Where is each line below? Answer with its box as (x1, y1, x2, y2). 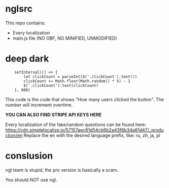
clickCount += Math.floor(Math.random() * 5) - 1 (23, 78, 130, 84)
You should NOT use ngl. (5, 176, 57, 183)
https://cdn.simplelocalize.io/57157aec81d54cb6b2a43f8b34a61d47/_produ (5, 127, 164, 133)
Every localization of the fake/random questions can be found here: (5, 121, 146, 128)
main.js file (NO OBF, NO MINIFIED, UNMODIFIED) (12, 35, 117, 41)
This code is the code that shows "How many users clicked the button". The (5, 96, 164, 102)
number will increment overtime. (5, 102, 73, 108)
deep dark (5, 53, 49, 65)
